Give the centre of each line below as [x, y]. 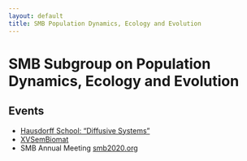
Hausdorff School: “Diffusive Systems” [85, 130]
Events [26, 111]
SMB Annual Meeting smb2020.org [79, 148]
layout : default [36, 16]
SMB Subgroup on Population [110, 64]
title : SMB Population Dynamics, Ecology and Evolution [105, 24]
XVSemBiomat [44, 139]
